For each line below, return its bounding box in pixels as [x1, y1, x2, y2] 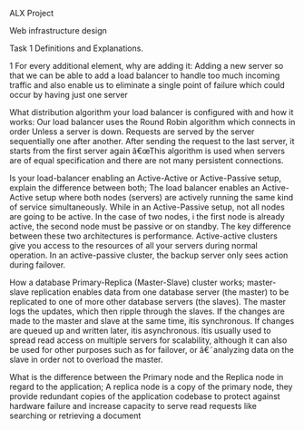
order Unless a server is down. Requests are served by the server [9, 126, 255, 137]
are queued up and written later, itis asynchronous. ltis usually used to [9, 326, 271, 336]
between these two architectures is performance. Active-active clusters [9, 230, 279, 241]
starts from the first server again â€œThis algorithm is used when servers [9, 145, 286, 156]
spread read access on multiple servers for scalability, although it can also [9, 335, 288, 346]
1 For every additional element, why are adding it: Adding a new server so [9, 61, 284, 71]
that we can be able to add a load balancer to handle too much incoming [9, 70, 280, 81]
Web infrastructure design [9, 25, 107, 35]
